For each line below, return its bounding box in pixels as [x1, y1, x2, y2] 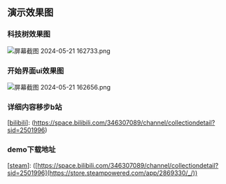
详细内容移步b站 [7, 102, 62, 112]
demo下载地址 [7, 145, 56, 155]
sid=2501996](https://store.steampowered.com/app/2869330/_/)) [7, 169, 198, 177]
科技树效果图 [7, 29, 51, 39]
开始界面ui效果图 [7, 66, 64, 76]
